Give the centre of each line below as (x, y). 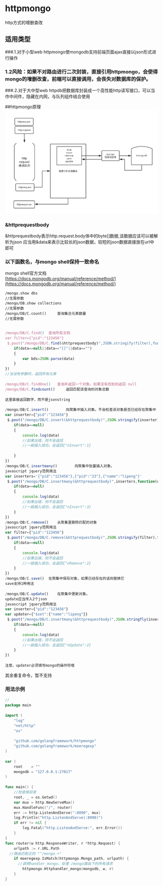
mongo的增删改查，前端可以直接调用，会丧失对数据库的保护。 (78, 79)
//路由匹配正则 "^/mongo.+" (35, 854)
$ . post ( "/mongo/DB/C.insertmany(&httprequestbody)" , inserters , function (81, 481)
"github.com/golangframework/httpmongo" (55, 741)
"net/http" (25, 725)
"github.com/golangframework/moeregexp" (55, 746)
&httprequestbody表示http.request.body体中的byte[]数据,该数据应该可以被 (79, 236)
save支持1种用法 (20, 584)
